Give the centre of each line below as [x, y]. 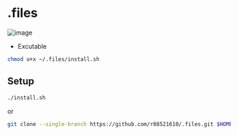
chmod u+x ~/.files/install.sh [53, 59]
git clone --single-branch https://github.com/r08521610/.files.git [110, 124]
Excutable [32, 46]
